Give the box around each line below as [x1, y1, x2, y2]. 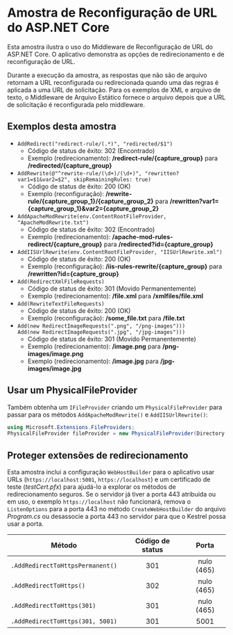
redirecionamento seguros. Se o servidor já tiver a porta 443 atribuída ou [7, 490, 216, 499]
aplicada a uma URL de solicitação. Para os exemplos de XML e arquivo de [7, 86, 221, 94]
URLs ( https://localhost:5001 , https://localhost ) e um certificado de [7, 475, 211, 484]
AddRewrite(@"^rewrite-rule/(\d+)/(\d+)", [17, 170, 142, 177]
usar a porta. [7, 520, 44, 528]
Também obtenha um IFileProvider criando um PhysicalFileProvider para [7, 403, 223, 411]
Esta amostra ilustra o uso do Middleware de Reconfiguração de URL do [7, 42, 214, 51]
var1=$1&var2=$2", [17, 176, 71, 183]
